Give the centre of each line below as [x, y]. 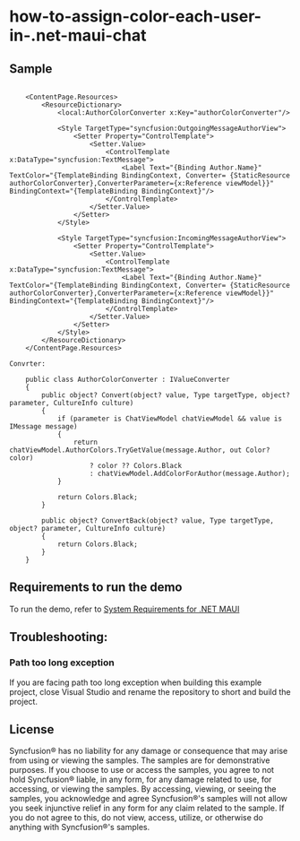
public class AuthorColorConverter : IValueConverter [128, 379]
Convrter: [28, 364]
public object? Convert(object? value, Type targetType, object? [166, 395]
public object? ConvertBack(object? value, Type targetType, [158, 521]
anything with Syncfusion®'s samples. [80, 828]
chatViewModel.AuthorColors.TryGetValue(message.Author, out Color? [140, 450]
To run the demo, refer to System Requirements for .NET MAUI [124, 609]
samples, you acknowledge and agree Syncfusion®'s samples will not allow [149, 799]
